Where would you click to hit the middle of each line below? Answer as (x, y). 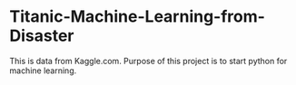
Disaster (42, 36)
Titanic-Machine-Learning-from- (138, 17)
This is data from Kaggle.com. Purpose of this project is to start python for (148, 61)
